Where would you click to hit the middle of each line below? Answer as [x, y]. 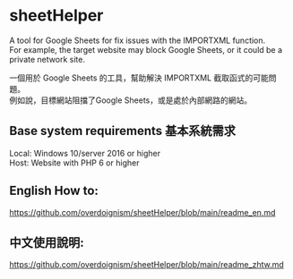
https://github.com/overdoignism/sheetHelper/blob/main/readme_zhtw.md [146, 265]
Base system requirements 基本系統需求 [122, 131]
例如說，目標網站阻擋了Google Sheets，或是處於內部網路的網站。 [131, 100]
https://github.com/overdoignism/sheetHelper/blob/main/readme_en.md [142, 212]
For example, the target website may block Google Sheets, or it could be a [146, 49]
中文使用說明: [47, 242]
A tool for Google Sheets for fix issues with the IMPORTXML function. [138, 40]
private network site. [47, 59]
